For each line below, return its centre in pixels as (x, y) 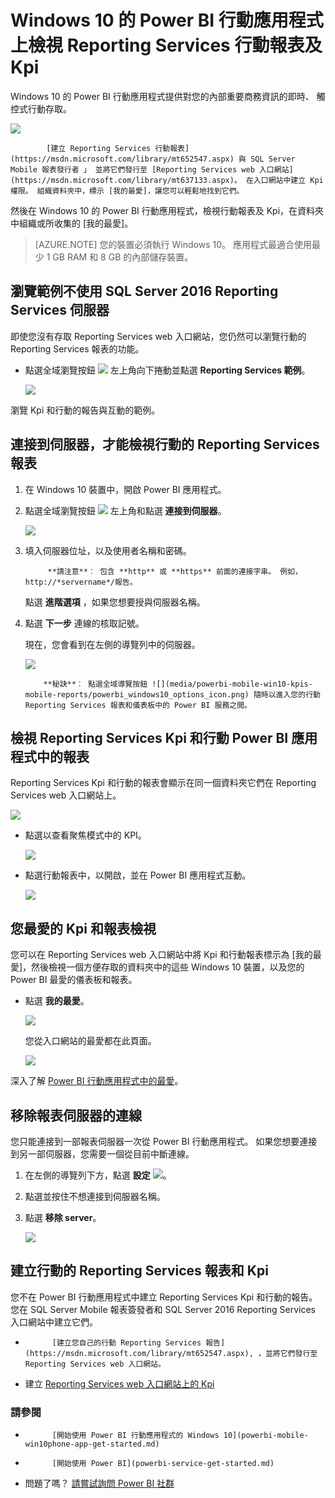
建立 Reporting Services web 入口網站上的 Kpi (119, 1383)
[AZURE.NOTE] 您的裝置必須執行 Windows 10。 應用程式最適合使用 (173, 244)
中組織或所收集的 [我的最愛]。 (72, 223)
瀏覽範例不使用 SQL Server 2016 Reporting (144, 291)
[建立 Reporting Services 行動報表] (118, 148)
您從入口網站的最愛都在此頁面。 (90, 1041)
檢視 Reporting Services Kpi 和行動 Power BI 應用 (164, 737)
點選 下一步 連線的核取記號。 (84, 623)
